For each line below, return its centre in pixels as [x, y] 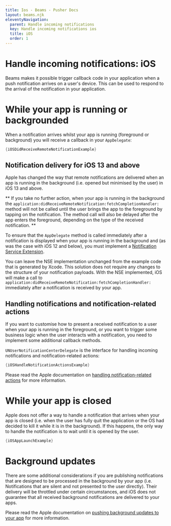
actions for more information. [36, 380]
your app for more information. [37, 518]
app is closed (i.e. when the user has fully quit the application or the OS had [85, 421]
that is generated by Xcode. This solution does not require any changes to [83, 267]
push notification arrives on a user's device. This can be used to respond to [84, 83]
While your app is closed [59, 401]
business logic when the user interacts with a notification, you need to [79, 335]
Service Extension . [25, 251]
